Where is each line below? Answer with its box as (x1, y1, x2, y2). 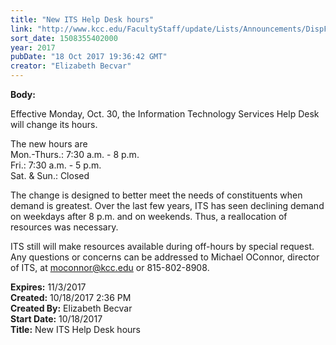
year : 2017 (10, 42, 56, 53)
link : (10, 24, 33, 34)
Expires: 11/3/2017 (10, 281, 87, 293)
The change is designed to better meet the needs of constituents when (10, 189, 303, 201)
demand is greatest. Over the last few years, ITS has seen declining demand (10, 200, 325, 211)
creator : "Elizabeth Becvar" (10, 61, 132, 71)
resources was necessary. (10, 221, 119, 233)
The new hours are (10, 138, 88, 150)
